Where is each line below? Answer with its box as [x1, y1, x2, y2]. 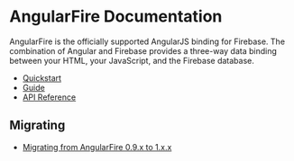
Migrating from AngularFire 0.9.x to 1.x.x [22, 141, 172, 152]
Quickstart [22, 72, 61, 83]
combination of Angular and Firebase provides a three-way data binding [9, 45, 278, 56]
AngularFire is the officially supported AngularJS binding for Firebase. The [9, 36, 286, 47]
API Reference [22, 92, 77, 103]
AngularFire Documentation [9, 6, 223, 27]
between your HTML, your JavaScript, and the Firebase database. [9, 55, 255, 66]
